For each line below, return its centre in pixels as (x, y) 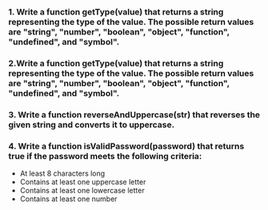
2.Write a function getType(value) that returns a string (116, 63)
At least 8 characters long (62, 173)
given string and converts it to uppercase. (91, 125)
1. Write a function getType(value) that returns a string (116, 12)
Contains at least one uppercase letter (83, 182)
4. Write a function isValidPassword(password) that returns (126, 146)
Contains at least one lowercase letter (82, 191)
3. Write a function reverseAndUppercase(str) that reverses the (134, 114)
